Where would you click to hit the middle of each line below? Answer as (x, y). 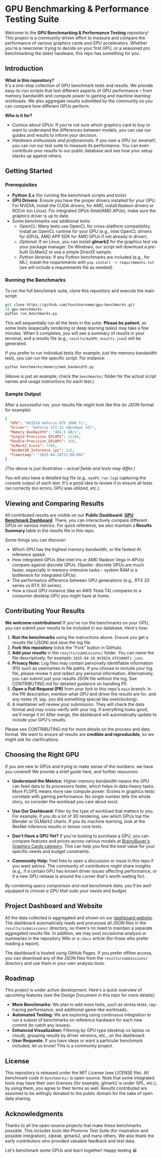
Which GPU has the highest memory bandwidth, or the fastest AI (76, 550)
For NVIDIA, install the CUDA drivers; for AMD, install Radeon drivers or (83, 206)
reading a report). (22, 943)
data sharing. (18, 1099)
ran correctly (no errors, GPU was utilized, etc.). (53, 488)
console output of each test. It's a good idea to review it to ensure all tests (79, 483)
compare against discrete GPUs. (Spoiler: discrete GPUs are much (78, 565)
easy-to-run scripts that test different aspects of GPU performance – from (79, 90)
